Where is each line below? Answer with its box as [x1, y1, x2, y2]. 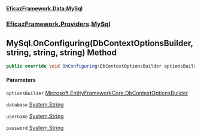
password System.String [6, 124, 64, 132]
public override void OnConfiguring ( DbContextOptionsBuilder [6, 63, 162, 69]
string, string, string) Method [6, 47, 117, 57]
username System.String [6, 112, 64, 120]
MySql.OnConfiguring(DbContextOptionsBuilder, [6, 38, 193, 48]
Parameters [6, 76, 36, 83]
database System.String [6, 101, 64, 108]
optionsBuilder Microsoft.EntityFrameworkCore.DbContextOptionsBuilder [6, 90, 188, 97]
